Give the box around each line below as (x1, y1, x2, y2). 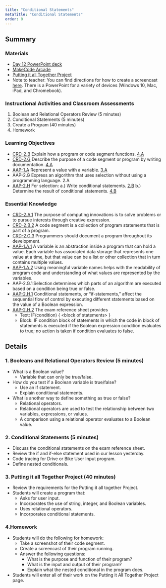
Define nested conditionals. (12, 461, 68, 467)
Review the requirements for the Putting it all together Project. (12, 485, 139, 490)
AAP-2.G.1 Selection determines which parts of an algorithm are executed (12, 280, 162, 286)
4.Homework (5, 523, 37, 530)
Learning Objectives (5, 140, 55, 147)
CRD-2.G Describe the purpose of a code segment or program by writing (12, 156, 161, 162)
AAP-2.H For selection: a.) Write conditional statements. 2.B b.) (12, 183, 141, 189)
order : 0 (5, 16, 23, 21)
